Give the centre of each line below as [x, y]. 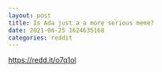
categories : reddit [40, 38]
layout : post [30, 15]
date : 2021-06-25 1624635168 [56, 30]
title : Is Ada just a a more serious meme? [81, 23]
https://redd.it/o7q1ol [42, 60]
